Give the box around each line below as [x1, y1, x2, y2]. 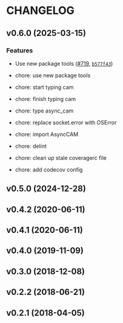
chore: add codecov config [15, 165, 83, 173]
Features [6, 46, 33, 55]
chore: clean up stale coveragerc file [15, 154, 107, 161]
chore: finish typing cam [15, 95, 76, 102]
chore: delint [15, 142, 47, 150]
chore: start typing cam [15, 83, 74, 91]
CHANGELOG [6, 4, 75, 18]
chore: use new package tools [15, 71, 91, 79]
